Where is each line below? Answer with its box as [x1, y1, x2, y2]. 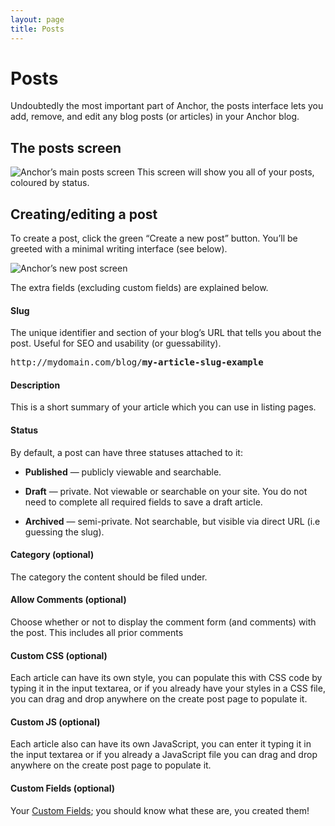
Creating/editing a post [10, 206, 158, 223]
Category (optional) [10, 549, 95, 561]
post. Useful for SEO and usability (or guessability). [10, 337, 222, 350]
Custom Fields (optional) [10, 782, 115, 795]
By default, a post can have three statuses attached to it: [10, 446, 243, 458]
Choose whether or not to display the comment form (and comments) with [10, 616, 317, 628]
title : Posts [10, 24, 65, 34]
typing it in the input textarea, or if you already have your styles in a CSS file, [10, 682, 326, 695]
